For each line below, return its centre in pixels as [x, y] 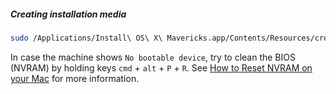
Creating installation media [68, 14]
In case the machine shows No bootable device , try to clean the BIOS [153, 57]
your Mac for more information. [75, 78]
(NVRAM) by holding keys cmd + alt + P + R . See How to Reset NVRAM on [161, 67]
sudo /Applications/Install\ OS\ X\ [86, 38]
